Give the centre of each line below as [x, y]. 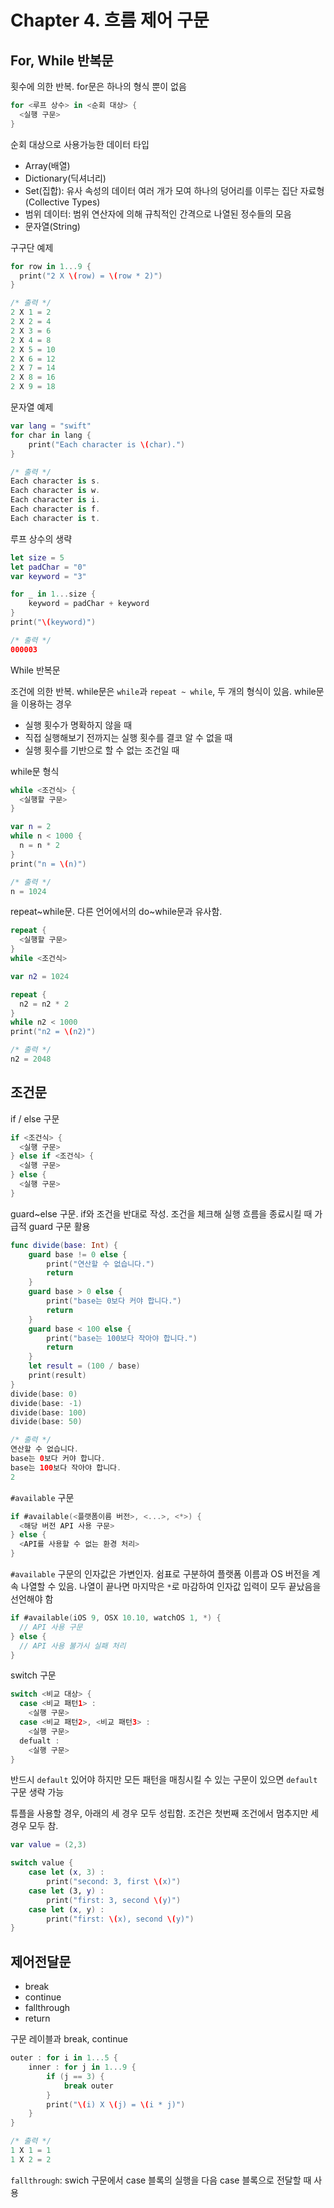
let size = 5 [37, 557]
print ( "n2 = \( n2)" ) [53, 1032]
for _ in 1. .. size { [53, 594]
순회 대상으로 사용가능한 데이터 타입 [80, 144]
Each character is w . [55, 491]
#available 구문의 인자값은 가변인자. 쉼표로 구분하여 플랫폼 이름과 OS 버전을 [160, 1574]
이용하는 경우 [46, 703]
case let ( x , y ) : [66, 1909]
